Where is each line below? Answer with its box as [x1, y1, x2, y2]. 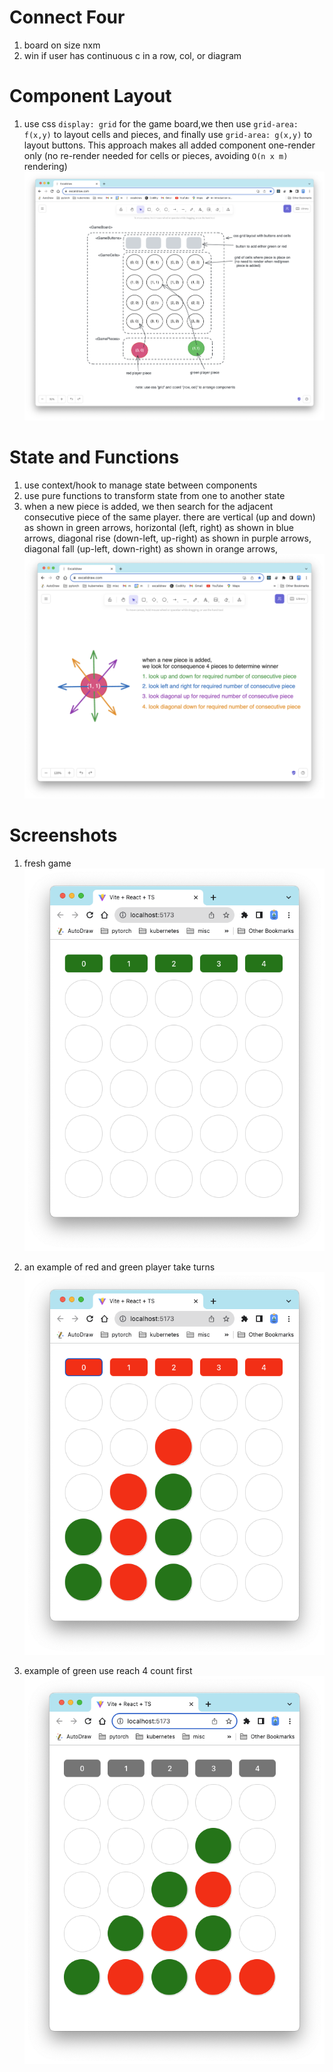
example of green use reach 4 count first [23, 1664, 193, 1676]
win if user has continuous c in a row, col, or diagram [23, 49, 242, 61]
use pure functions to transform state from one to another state [23, 489, 286, 501]
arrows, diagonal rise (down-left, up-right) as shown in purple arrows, [23, 532, 312, 544]
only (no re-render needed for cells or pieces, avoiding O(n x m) [23, 149, 289, 161]
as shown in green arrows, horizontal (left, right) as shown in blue [23, 521, 294, 533]
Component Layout [9, 85, 172, 108]
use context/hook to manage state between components [23, 479, 258, 491]
